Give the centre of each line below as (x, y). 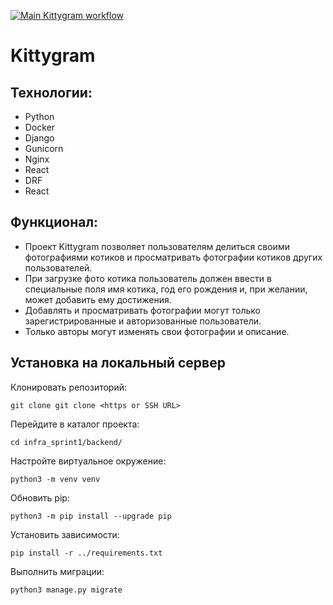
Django (39, 138)
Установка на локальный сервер (118, 363)
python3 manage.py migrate (66, 590)
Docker (40, 127)
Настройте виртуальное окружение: (88, 461)
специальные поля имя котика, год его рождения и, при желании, (166, 289)
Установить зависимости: (65, 534)
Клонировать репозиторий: (69, 387)
